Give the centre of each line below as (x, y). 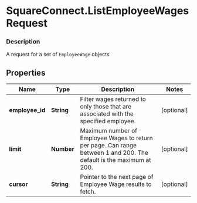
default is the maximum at (116, 160)
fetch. (88, 192)
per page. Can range (108, 146)
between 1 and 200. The (114, 153)
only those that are (106, 107)
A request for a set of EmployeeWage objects (58, 55)
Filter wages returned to (113, 99)
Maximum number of (109, 131)
